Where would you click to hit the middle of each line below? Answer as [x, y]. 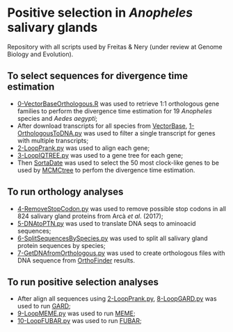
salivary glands [53, 27]
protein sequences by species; [61, 245]
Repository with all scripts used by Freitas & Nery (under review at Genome [115, 47]
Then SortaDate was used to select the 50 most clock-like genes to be [118, 163]
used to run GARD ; [44, 306]
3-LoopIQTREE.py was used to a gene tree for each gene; [100, 155]
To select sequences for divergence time [98, 76]
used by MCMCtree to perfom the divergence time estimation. [106, 170]
